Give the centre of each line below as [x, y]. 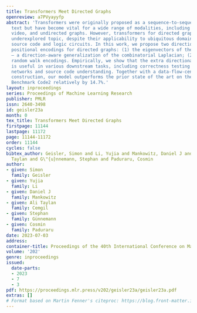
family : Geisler [31, 176]
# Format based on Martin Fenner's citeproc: [62, 301]
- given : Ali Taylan [31, 203]
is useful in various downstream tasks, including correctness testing [101, 66]
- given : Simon [25, 170]
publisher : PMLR [26, 99]
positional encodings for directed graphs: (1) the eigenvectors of [97, 50]
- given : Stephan [27, 214]
